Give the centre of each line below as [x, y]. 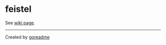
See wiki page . [20, 23]
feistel [18, 9]
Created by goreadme [27, 37]
